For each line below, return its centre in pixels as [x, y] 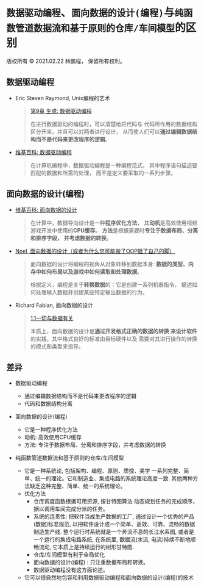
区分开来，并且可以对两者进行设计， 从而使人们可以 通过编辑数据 [111, 131]
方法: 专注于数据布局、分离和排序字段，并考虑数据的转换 [95, 445]
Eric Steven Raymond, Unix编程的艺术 [62, 98]
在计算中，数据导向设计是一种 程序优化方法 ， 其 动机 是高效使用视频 [114, 223]
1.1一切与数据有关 [52, 318]
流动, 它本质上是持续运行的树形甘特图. [86, 547]
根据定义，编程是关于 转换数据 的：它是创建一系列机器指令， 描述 [111, 284]
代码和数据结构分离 [48, 404]
